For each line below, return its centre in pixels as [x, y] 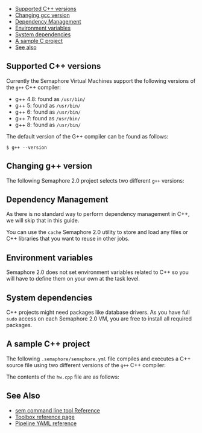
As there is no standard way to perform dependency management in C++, [98, 214]
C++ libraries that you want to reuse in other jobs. [68, 239]
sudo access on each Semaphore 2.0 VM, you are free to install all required [99, 319]
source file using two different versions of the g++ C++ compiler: [86, 365]
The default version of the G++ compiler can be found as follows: [87, 136]
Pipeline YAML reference [46, 423]
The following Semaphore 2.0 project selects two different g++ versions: [95, 180]
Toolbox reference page [45, 417]
